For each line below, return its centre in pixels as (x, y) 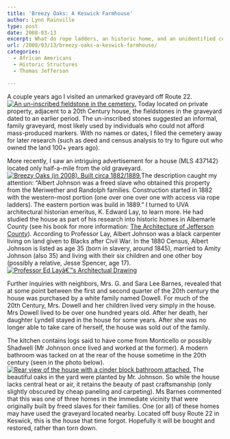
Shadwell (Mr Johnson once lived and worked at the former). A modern (107, 348)
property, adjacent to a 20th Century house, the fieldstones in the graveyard (115, 111)
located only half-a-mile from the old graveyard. (75, 168)
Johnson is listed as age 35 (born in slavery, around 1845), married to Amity (114, 248)
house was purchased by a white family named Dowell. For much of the (108, 298)
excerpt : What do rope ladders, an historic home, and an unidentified (111, 39)
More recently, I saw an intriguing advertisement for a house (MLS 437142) (113, 161)
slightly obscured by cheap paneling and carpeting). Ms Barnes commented (114, 391)
